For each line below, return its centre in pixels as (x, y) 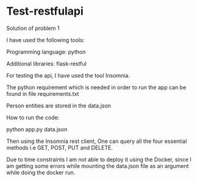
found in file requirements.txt (43, 93)
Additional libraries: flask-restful (46, 64)
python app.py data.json (37, 129)
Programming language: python (46, 52)
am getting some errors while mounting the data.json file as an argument (98, 166)
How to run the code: (33, 117)
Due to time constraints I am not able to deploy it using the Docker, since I (99, 159)
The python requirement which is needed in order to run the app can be (96, 87)
